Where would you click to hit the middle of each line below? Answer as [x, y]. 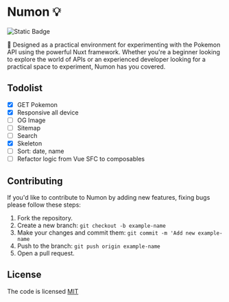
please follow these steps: [44, 205]
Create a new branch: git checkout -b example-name [91, 225]
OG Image [31, 120]
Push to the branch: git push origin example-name [89, 246]
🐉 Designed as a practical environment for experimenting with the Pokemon [114, 45]
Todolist [25, 88]
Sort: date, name [40, 151]
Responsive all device [48, 112]
